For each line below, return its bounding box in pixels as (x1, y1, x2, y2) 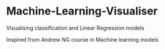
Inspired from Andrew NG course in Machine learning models (6, 36, 159, 43)
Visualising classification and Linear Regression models (6, 24, 144, 31)
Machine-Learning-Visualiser (6, 4, 158, 18)
